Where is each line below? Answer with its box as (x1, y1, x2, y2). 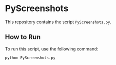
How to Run (5, 33, 41, 41)
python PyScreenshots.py (5, 55, 56, 60)
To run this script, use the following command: (5, 46, 98, 51)
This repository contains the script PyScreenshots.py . (5, 19, 112, 25)
